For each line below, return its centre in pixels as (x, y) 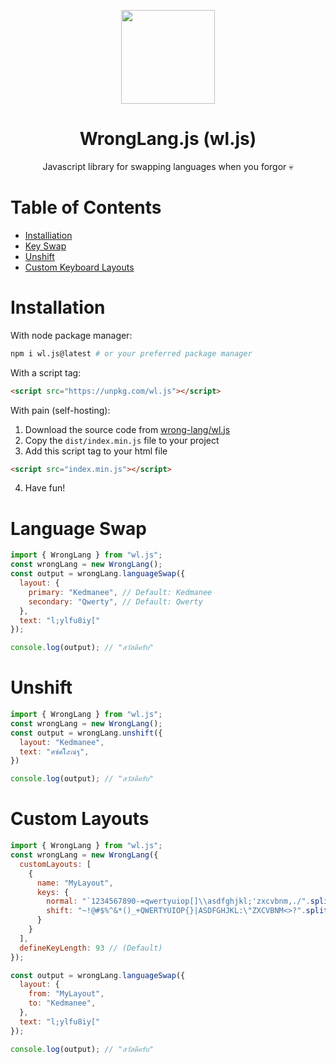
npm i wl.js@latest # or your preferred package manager (131, 353)
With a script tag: (46, 372)
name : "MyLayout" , (75, 883)
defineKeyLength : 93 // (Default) (91, 948)
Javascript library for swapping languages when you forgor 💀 (168, 166)
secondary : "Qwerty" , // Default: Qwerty (115, 601)
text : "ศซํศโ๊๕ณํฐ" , (54, 751)
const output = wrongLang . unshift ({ (86, 733)
